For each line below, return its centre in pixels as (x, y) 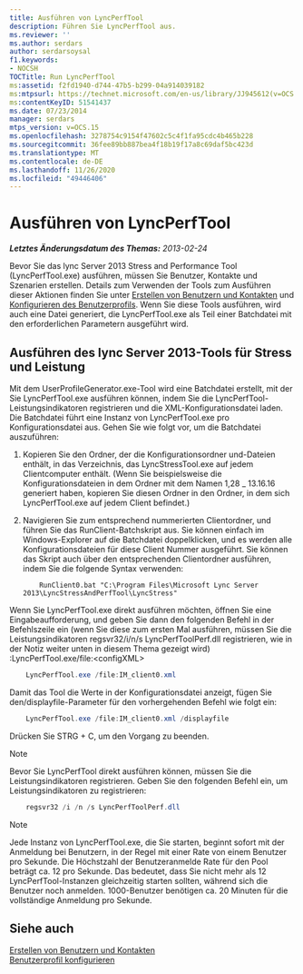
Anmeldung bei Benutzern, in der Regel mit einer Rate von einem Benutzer (148, 851)
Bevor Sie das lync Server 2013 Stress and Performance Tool (123, 266)
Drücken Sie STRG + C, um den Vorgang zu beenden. (109, 736)
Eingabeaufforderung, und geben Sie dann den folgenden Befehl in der (142, 620)
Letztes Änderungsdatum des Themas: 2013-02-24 (108, 248)
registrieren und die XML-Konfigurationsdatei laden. (186, 408)
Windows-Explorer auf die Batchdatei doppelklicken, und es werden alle (157, 540)
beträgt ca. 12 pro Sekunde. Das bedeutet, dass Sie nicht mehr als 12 (138, 871)
